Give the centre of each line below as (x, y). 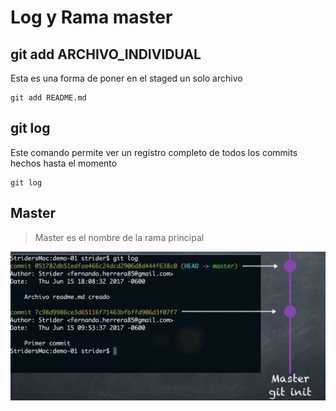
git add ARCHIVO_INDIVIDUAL (106, 54)
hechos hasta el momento (64, 163)
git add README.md (48, 98)
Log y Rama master (91, 17)
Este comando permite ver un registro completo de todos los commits (154, 152)
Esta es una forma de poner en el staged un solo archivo (126, 78)
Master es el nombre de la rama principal (119, 237)
